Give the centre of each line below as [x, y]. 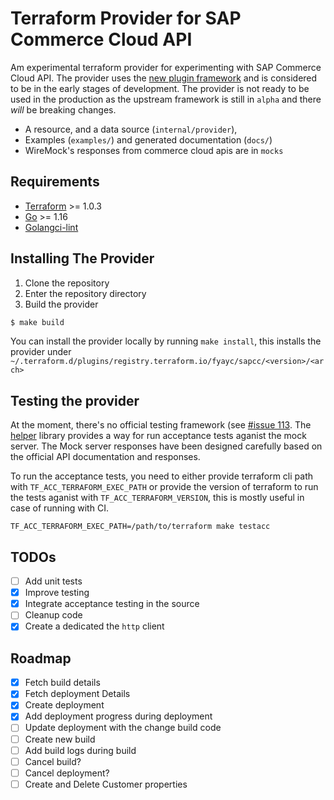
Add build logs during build [80, 750]
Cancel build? [53, 761]
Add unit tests [53, 581]
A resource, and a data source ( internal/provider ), [131, 129]
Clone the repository [67, 283]
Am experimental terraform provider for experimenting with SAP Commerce [166, 67]
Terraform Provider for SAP [126, 18]
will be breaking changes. [63, 109]
